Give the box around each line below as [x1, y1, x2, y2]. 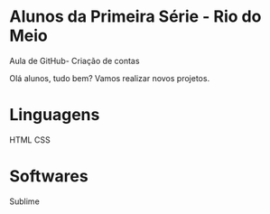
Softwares [9, 166, 88, 187]
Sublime [9, 196, 41, 207]
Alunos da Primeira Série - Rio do [9, 6, 262, 27]
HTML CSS [9, 134, 51, 145]
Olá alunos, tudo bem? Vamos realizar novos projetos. [9, 72, 210, 83]
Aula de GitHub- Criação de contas [9, 55, 140, 66]
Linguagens [9, 105, 100, 126]
